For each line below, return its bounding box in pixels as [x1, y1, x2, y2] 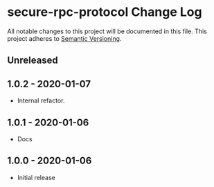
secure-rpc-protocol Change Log [7, 4, 202, 20]
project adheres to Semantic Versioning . [7, 34, 122, 42]
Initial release [17, 173, 55, 181]
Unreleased [7, 55, 59, 66]
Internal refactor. [17, 96, 65, 105]
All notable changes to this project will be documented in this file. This [7, 27, 208, 35]
